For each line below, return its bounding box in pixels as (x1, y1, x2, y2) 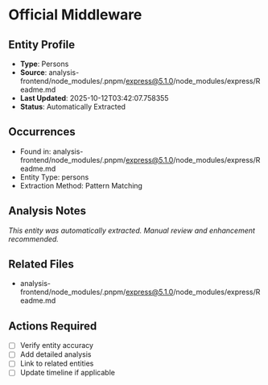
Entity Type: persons (19, 172, 89, 182)
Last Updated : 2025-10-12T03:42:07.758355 (19, 93, 169, 102)
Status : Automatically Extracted (19, 102, 126, 111)
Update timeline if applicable (19, 368, 115, 378)
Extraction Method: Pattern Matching (19, 180, 143, 190)
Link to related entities (19, 358, 94, 368)
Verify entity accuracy (19, 341, 94, 350)
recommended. (8, 234, 59, 243)
